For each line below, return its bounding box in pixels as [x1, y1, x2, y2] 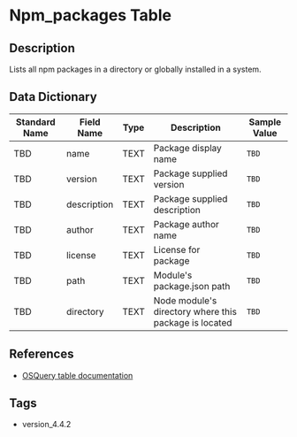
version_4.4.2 [21, 419, 72, 430]
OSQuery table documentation [21, 370, 133, 380]
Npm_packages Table [9, 5, 172, 26]
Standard [16, 116, 56, 128]
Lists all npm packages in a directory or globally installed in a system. [9, 64, 263, 74]
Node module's [153, 294, 217, 306]
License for [153, 243, 201, 256]
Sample [248, 116, 281, 128]
